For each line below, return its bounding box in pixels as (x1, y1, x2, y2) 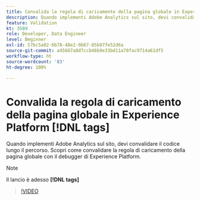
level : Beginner (6, 36, 46, 42)
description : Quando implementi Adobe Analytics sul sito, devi (6, 14, 169, 20)
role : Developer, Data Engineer (6, 31, 86, 37)
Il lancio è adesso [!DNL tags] (6, 176, 79, 183)
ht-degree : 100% (6, 64, 46, 70)
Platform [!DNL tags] (6, 121, 110, 134)
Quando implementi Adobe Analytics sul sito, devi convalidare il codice (6, 140, 180, 147)
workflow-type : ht (6, 53, 52, 59)
